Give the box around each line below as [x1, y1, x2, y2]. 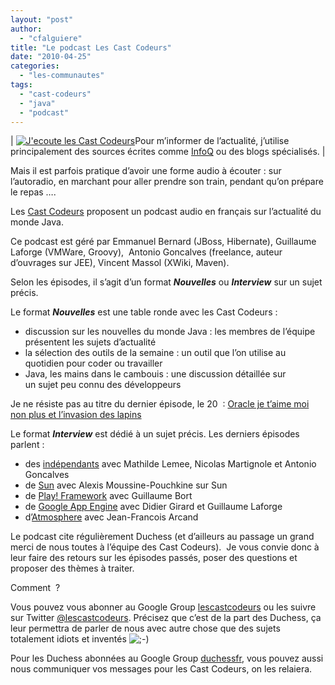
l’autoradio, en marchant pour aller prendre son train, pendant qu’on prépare [10, 176, 324, 188]
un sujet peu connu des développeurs [24, 379, 182, 391]
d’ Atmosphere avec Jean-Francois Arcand [24, 511, 199, 523]
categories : [10, 61, 60, 71]
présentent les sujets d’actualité [24, 336, 157, 348]
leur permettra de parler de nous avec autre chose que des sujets [10, 622, 281, 635]
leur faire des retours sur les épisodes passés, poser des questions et [10, 552, 298, 564]
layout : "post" [10, 14, 74, 25]
